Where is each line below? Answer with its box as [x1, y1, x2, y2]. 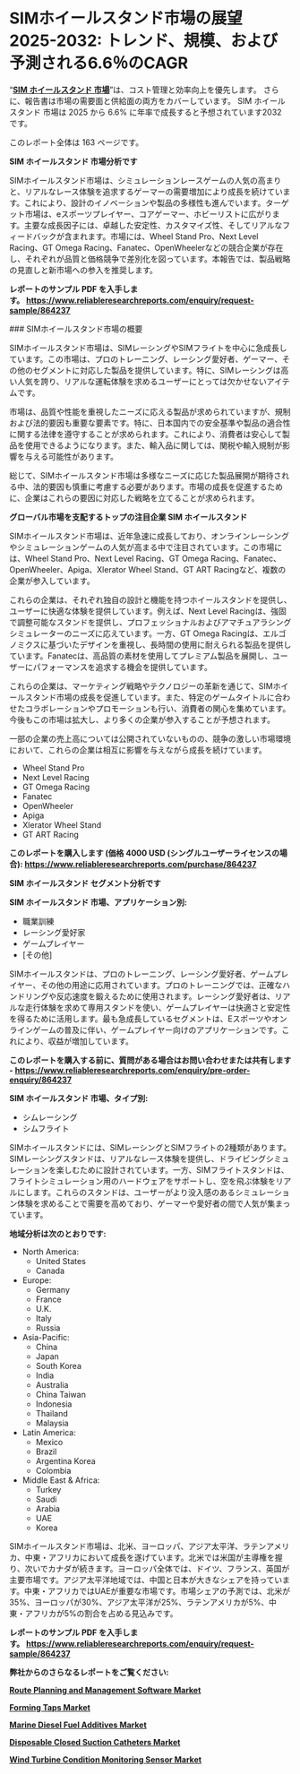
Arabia [35, 1503, 61, 1514]
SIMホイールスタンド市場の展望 [9, 8, 244, 29]
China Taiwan [35, 1389, 87, 1399]
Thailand [35, 1408, 69, 1418]
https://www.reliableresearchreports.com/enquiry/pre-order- [14, 1064, 251, 1075]
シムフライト [21, 1123, 70, 1133]
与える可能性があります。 [24, 451, 119, 461]
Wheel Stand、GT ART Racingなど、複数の [128, 564, 287, 574]
